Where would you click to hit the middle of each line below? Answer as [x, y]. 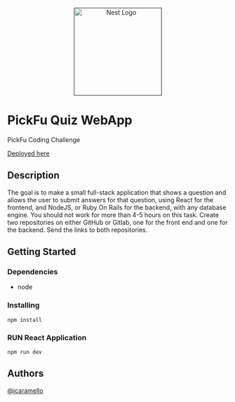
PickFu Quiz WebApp [70, 121]
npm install [25, 320]
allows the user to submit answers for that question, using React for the [110, 200]
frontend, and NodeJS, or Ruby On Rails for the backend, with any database [117, 207]
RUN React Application [47, 337]
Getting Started [42, 252]
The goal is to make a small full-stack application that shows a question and [117, 192]
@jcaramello [25, 390]
